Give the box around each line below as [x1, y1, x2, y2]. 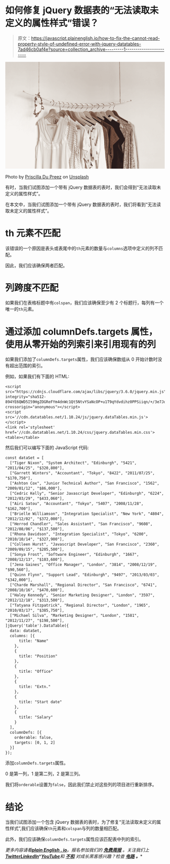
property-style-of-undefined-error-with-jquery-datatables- [17, 41, 142, 47]
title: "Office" [18, 669, 53, 674]
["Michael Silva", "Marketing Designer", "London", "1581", [10, 613, 139, 618]
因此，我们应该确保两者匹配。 [5, 262, 67, 269]
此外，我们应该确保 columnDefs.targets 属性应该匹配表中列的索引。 [5, 836, 144, 842]
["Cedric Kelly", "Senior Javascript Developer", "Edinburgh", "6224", [10, 491, 164, 496]
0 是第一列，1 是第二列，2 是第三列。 [5, 771, 83, 777]
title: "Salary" [18, 715, 53, 720]
